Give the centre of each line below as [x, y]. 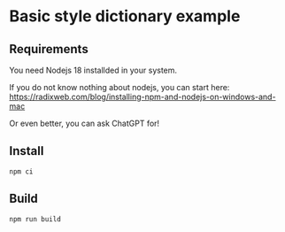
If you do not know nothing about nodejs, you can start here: [119, 87]
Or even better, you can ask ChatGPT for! [85, 123]
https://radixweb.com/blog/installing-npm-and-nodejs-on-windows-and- [142, 97]
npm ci [21, 171]
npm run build [35, 219]
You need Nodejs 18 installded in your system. [93, 70]
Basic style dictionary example [125, 16]
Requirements [49, 49]
